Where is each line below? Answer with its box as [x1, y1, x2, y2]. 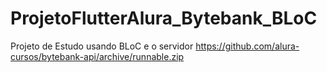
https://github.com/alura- [195, 40, 300, 52]
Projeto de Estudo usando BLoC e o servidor [10, 40, 194, 52]
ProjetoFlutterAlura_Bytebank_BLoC [10, 7, 318, 30]
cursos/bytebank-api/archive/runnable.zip [10, 50, 185, 62]
